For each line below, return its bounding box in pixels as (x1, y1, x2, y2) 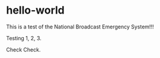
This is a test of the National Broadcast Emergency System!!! (6, 23, 154, 30)
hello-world (6, 4, 65, 17)
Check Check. (6, 46, 41, 53)
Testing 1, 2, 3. (6, 34, 41, 41)
